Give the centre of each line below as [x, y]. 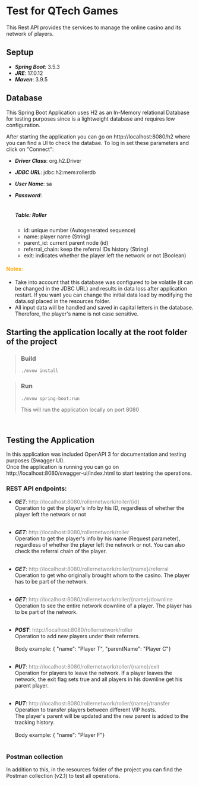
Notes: [15, 269]
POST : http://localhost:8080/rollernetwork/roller [74, 630]
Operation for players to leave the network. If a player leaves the [93, 673]
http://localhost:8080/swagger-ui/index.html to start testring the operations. [99, 473]
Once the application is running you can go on [63, 467]
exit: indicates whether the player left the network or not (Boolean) [105, 255]
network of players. [30, 33]
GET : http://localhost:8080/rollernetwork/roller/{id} [77, 502]
